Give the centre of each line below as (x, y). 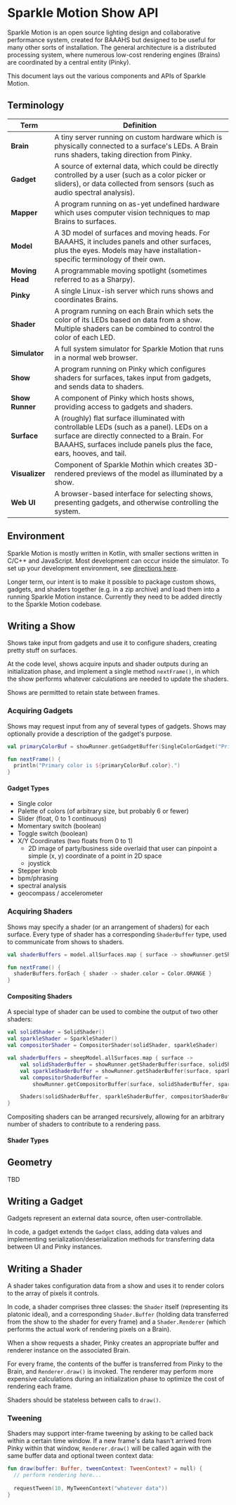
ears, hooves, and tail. (91, 453)
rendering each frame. (40, 1386)
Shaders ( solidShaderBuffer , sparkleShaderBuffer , (94, 1097)
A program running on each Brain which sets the (134, 311)
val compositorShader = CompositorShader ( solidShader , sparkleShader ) (113, 1045)
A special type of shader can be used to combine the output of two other (113, 1012)
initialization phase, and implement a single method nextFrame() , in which (113, 672)
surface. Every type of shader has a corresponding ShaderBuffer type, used (117, 934)
